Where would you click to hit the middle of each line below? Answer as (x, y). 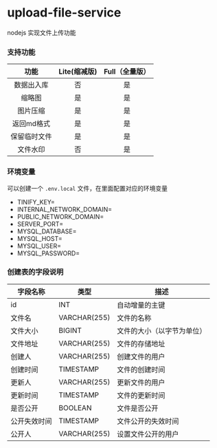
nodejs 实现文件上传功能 (42, 32)
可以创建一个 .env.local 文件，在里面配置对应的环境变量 (88, 188)
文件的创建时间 (141, 370)
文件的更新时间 (141, 395)
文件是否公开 (137, 408)
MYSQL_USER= (39, 246)
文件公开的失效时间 (148, 421)
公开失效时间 (32, 421)
